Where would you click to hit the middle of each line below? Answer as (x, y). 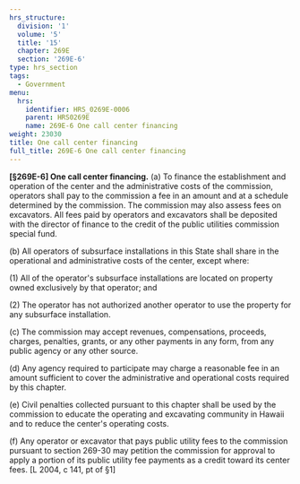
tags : (19, 76)
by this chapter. (38, 387)
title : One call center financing (74, 143)
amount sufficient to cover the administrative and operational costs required (149, 377)
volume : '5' (40, 34)
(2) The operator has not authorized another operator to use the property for (150, 305)
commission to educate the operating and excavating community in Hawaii (147, 414)
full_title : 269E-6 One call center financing (98, 151)
